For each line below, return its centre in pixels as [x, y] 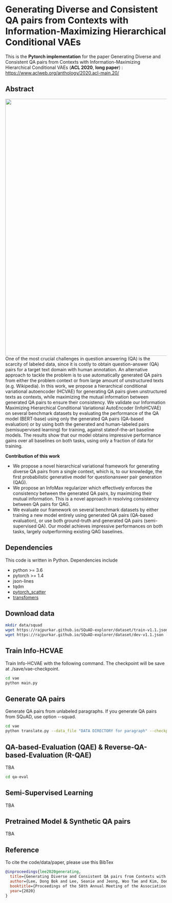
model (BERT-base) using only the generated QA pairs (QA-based [75, 419]
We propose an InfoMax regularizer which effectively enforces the [82, 487]
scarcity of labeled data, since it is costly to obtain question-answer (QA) [82, 364]
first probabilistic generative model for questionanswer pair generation [87, 477]
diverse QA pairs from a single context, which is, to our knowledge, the [87, 471]
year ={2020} [23, 891]
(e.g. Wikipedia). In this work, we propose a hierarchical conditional [76, 386]
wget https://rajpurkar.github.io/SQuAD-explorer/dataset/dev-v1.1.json [84, 635]
